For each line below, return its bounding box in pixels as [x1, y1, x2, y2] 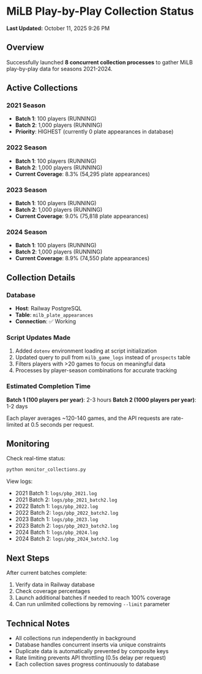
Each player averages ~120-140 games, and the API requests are [6, 414, 170, 422]
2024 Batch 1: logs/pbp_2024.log [15, 528, 99, 536]
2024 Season [6, 228, 47, 236]
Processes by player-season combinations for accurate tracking [15, 367, 178, 374]
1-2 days [6, 402, 28, 410]
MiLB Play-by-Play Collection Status [6, 4, 194, 18]
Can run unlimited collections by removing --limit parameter [15, 601, 170, 608]
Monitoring [6, 439, 50, 449]
